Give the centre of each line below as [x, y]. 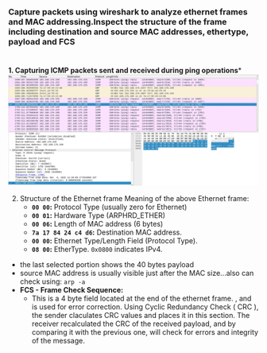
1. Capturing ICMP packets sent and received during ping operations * [125, 71]
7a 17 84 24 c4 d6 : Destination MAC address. [107, 232]
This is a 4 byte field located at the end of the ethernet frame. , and [141, 298]
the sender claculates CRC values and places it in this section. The [141, 315]
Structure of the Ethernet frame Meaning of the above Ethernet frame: [134, 198]
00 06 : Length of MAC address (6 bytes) [97, 223]
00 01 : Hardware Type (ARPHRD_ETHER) [98, 215]
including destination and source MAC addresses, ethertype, [128, 32]
